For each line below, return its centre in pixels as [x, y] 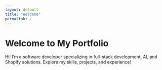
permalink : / [19, 19]
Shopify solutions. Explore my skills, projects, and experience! [68, 62]
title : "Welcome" [23, 14]
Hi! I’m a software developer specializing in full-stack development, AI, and [81, 57]
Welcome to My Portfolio [57, 43]
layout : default [22, 10]
